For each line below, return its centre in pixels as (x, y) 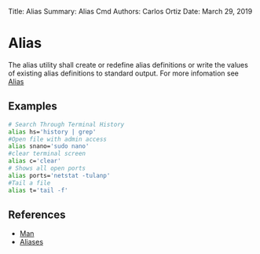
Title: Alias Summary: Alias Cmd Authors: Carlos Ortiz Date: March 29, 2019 (130, 11)
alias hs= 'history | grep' (52, 132)
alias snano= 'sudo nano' (49, 146)
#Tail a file (29, 183)
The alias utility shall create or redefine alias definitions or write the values (128, 64)
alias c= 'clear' (35, 161)
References (37, 214)
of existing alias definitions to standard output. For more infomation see (124, 73)
